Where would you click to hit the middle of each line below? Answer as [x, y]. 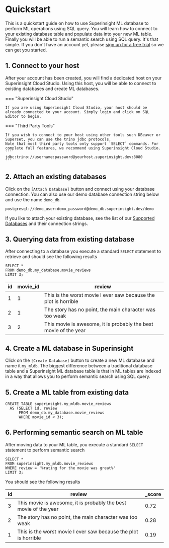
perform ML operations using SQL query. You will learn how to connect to [81, 28]
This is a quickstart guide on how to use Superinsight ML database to [77, 23]
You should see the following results [43, 482]
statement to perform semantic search [45, 450]
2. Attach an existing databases [56, 177]
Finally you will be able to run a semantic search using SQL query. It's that [82, 39]
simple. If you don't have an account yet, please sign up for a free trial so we [84, 44]
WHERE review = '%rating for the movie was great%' [60, 468]
